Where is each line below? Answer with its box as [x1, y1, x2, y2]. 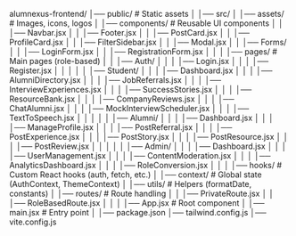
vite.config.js [9, 216, 57, 227]
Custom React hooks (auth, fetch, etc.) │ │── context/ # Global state [9, 169, 262, 180]
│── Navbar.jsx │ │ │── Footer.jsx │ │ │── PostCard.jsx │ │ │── [9, 28, 251, 37]
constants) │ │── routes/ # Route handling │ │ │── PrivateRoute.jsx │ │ [9, 188, 275, 199]
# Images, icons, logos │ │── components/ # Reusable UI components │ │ [9, 18, 284, 28]
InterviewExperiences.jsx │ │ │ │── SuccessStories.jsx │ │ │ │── [9, 85, 252, 94]
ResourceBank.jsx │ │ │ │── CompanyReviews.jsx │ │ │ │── [9, 94, 234, 104]
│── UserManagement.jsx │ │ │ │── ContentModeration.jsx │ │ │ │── [9, 151, 271, 160]
